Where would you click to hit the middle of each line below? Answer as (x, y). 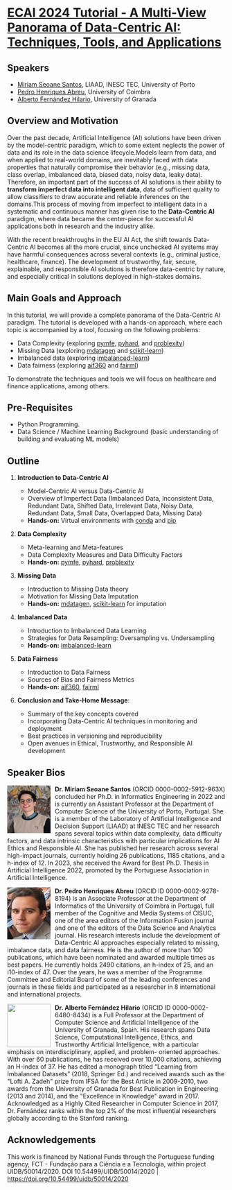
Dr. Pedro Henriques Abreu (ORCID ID (110, 891)
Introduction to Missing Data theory (78, 589)
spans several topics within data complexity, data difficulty (139, 834)
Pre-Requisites (40, 408)
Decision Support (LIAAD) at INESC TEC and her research (137, 826)
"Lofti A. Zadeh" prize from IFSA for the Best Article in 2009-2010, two (108, 1081)
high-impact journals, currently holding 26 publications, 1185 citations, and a (116, 856)
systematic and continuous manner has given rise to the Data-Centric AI (111, 211)
